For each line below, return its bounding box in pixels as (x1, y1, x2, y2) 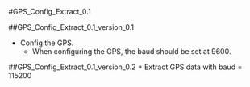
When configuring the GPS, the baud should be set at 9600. (31, 47, 231, 56)
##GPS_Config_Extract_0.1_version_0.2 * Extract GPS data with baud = (8, 62, 243, 72)
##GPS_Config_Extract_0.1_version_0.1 (8, 23, 135, 31)
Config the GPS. (19, 38, 74, 48)
